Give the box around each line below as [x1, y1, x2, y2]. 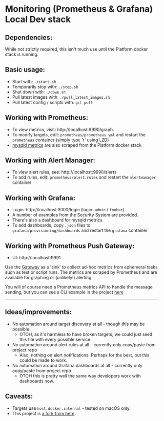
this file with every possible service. [19, 336, 92, 342]
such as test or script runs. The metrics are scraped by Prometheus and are [5, 269, 158, 275]
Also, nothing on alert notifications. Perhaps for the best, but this [19, 352, 150, 358]
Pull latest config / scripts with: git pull [12, 99, 93, 105]
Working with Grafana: [5, 194, 76, 202]
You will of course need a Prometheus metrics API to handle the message [5, 284, 153, 290]
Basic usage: [5, 66, 45, 74]
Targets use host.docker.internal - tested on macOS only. [12, 405, 131, 411]
